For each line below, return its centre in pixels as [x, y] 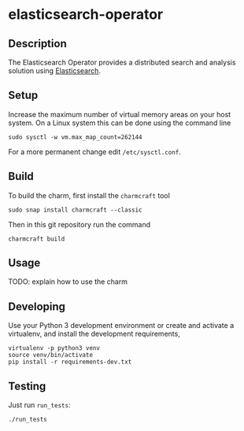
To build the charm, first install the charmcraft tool [89, 195]
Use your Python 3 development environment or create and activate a [121, 326]
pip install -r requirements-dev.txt [70, 362]
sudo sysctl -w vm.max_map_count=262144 [76, 137]
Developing [37, 306]
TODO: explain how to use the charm [68, 282]
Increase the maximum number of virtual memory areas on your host [120, 114]
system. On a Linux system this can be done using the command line [120, 123]
